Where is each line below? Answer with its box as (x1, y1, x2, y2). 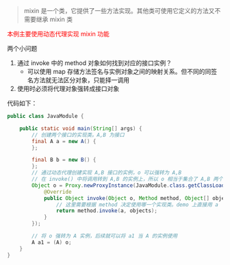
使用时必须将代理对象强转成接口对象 (16, 85, 120, 92)
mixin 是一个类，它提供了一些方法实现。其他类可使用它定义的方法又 (23, 7, 215, 14)
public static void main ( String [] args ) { (19, 125, 142, 132)
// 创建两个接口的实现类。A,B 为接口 (31, 131, 125, 138)
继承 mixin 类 (36, 15, 73, 23)
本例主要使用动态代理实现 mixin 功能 (7, 30, 110, 38)
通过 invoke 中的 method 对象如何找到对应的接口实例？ (16, 59, 172, 67)
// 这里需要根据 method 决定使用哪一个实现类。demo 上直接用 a (55, 201, 219, 208)
